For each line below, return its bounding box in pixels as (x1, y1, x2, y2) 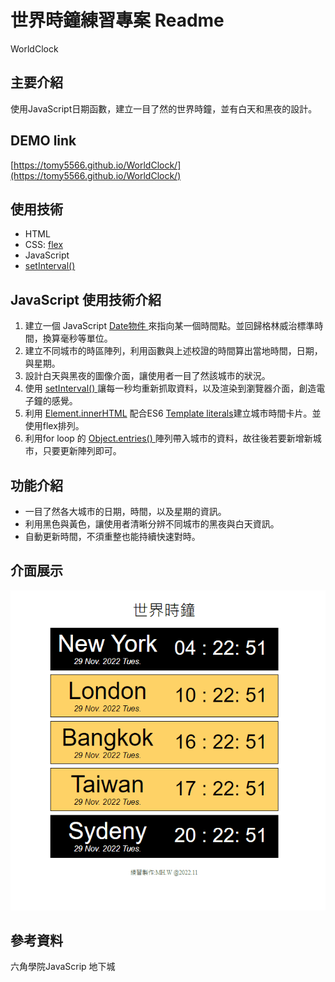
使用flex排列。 (24, 420, 85, 432)
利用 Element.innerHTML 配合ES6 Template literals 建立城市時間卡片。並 (24, 407, 322, 420)
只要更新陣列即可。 (42, 445, 122, 457)
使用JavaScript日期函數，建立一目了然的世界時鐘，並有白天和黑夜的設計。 (10, 102, 318, 115)
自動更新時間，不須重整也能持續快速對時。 (24, 531, 201, 542)
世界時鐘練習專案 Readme (10, 9, 225, 32)
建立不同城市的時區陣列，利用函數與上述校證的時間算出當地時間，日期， (24, 345, 323, 357)
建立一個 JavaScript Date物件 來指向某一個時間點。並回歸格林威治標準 (24, 320, 315, 332)
